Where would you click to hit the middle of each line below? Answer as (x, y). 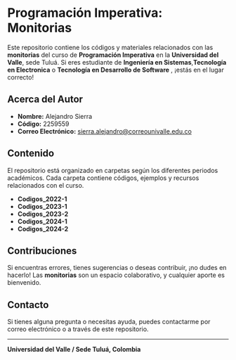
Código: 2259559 (43, 124)
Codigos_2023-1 (42, 206)
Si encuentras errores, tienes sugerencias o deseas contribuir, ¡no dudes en (117, 268)
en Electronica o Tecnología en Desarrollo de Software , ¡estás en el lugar (116, 70)
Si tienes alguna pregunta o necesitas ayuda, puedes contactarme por (109, 322)
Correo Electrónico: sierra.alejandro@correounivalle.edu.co (104, 131)
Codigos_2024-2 (43, 229)
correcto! (20, 77)
